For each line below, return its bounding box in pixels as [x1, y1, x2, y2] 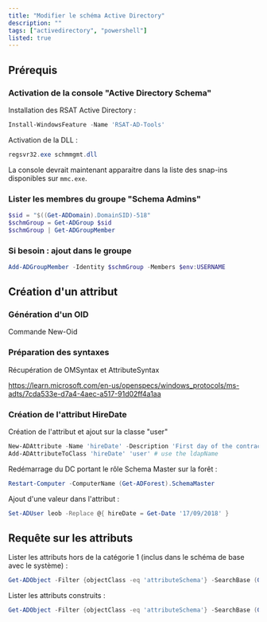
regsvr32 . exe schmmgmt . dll [8, 151, 98, 158]
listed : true [8, 33, 52, 42]
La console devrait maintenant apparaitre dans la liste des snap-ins [8, 165, 228, 174]
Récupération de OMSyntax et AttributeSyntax [8, 365, 160, 374]
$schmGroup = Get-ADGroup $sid [8, 218, 112, 227]
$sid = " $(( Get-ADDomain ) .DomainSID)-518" [8, 211, 151, 219]
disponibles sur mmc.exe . [8, 173, 87, 183]
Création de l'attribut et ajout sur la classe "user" [8, 427, 168, 436]
